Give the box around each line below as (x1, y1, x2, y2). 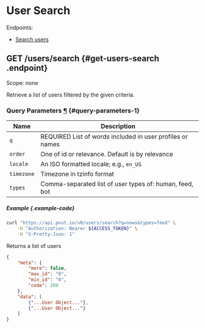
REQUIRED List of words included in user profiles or (40, 133, 188, 141)
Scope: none (6, 79, 38, 86)
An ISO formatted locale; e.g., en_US (40, 160, 142, 169)
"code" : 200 (28, 282, 59, 289)
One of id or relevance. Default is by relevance (40, 150, 173, 159)
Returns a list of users (6, 242, 62, 249)
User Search (6, 4, 71, 18)
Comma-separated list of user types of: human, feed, (40, 180, 194, 188)
